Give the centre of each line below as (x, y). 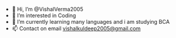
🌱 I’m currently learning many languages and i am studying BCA (91, 22)
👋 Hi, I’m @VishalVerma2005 (47, 9)
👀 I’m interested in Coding (44, 15)
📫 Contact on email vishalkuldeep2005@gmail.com (76, 28)
